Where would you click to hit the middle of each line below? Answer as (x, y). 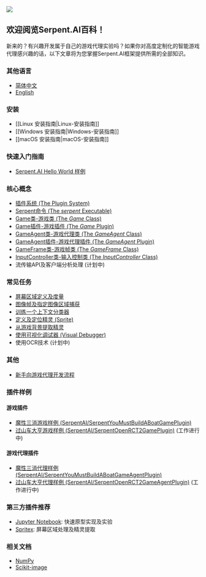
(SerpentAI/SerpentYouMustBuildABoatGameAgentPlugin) (89, 474)
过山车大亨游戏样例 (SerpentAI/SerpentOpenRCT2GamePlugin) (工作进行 (108, 430)
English (25, 93)
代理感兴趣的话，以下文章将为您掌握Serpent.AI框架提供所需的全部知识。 (97, 53)
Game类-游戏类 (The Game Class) (59, 219)
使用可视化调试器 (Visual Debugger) (60, 335)
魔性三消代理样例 (37, 468)
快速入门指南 (25, 157)
